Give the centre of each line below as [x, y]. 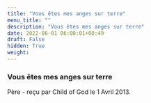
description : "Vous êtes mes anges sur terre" [76, 26]
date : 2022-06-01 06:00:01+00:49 [56, 33]
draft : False [26, 40]
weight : [18, 53]
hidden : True [26, 46]
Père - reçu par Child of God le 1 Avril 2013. [69, 92]
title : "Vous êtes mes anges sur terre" [67, 14]
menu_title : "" [29, 20]
